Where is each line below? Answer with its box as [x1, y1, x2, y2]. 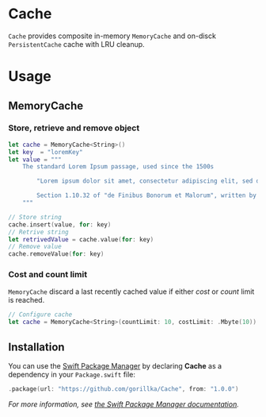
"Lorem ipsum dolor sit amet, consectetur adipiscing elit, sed [36, 177, 253, 185]
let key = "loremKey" [8, 148, 83, 156]
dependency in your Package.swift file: [8, 370, 136, 380]
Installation [8, 340, 65, 353]
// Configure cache [8, 311, 73, 319]
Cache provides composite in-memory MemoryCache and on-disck [8, 31, 216, 41]
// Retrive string [8, 228, 69, 236]
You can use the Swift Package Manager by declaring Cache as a [8, 361, 222, 371]
